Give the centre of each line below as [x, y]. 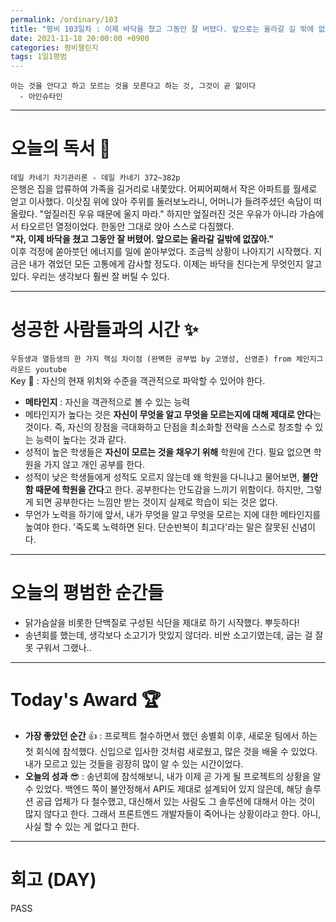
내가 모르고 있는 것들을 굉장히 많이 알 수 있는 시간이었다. [134, 763]
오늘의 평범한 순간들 [87, 593]
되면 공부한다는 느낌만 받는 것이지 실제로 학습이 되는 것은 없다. [156, 502]
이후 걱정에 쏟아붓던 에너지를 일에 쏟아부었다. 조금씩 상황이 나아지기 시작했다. [161, 252]
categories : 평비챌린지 [54, 47]
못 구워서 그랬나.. [58, 647]
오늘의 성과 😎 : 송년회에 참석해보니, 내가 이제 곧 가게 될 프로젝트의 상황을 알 [173, 776]
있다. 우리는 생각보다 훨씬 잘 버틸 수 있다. [90, 277]
